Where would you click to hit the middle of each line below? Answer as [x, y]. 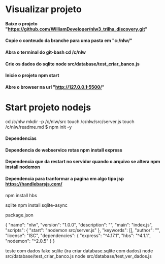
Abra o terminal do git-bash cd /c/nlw [46, 52]
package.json [20, 215]
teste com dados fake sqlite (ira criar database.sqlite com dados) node [79, 251]
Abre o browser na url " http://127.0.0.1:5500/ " [55, 87]
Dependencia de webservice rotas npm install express [64, 150]
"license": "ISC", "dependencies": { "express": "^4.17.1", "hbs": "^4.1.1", [78, 235]
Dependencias [21, 138]
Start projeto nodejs [48, 107]
